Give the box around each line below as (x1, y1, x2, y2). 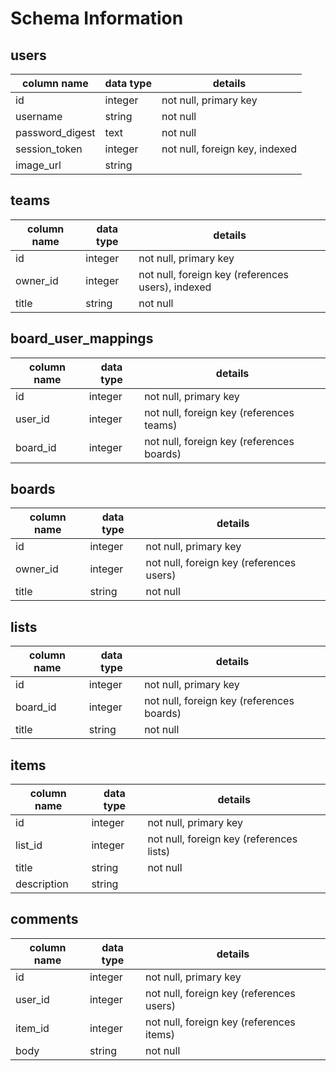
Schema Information (10, 7, 184, 30)
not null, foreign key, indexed (161, 142, 297, 156)
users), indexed (138, 280, 212, 294)
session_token (15, 142, 83, 156)
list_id (15, 838, 43, 852)
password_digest (15, 126, 96, 139)
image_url (15, 158, 62, 172)
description (15, 877, 69, 891)
